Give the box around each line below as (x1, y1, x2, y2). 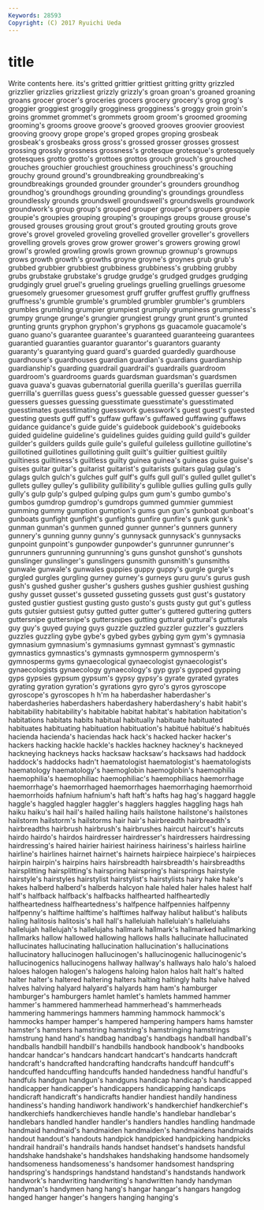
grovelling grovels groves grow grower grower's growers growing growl (8, 238, 240, 248)
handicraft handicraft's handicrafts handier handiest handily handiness (8, 1093, 238, 1102)
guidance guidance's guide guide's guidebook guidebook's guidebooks (8, 423, 241, 432)
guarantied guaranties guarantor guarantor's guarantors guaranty (8, 338, 221, 348)
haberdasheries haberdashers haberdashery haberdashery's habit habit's (8, 698, 247, 708)
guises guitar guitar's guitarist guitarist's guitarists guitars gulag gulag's (8, 464, 242, 474)
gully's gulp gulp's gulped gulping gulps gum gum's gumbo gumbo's (8, 490, 231, 499)
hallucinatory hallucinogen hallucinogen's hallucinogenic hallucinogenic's (8, 950, 247, 959)
